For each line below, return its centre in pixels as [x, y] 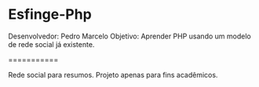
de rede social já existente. [51, 44]
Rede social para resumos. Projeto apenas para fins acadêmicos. [113, 74]
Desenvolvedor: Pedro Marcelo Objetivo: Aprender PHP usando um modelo [129, 36]
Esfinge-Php [50, 14]
